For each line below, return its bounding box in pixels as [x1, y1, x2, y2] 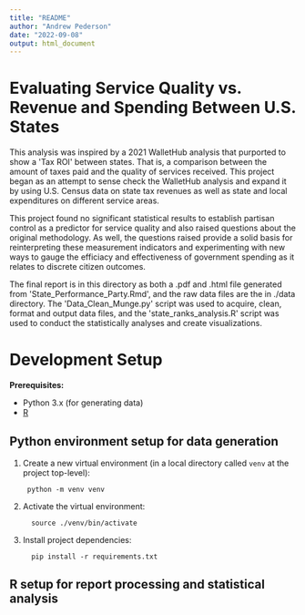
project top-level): [22, 466, 91, 478]
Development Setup [9, 350, 163, 370]
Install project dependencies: [22, 534, 132, 545]
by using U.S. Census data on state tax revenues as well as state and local [9, 186, 289, 197]
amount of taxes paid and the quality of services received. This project [9, 166, 275, 178]
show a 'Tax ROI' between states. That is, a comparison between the [9, 157, 267, 168]
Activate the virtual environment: [22, 500, 146, 511]
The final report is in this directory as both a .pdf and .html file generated [9, 279, 282, 290]
